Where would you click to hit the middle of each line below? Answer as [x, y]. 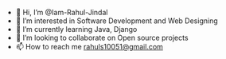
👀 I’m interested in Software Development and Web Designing [117, 21]
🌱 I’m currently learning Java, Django [76, 29]
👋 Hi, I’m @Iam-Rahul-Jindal [62, 12]
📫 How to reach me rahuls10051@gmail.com [89, 47]
